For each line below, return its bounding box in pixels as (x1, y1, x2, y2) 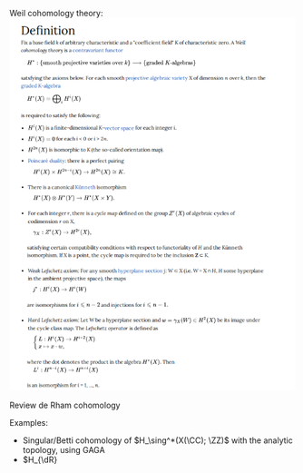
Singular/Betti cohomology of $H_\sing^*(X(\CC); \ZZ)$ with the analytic (22, 435, 293, 446)
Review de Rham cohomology (9, 399, 121, 410)
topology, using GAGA (22, 444, 106, 455)
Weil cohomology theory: (9, 8, 103, 18)
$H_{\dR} (22, 454, 58, 465)
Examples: (9, 417, 48, 428)
